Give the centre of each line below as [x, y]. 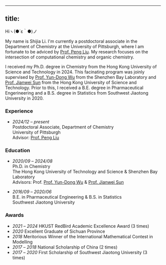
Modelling [22, 242]
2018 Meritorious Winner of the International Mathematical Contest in [83, 236]
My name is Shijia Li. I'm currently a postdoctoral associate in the [71, 41]
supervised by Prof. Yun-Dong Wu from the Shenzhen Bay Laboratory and [81, 77]
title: [12, 19]
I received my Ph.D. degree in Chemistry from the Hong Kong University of [81, 66]
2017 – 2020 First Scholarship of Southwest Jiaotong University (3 [80, 252]
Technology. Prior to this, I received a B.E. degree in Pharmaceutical [74, 88]
